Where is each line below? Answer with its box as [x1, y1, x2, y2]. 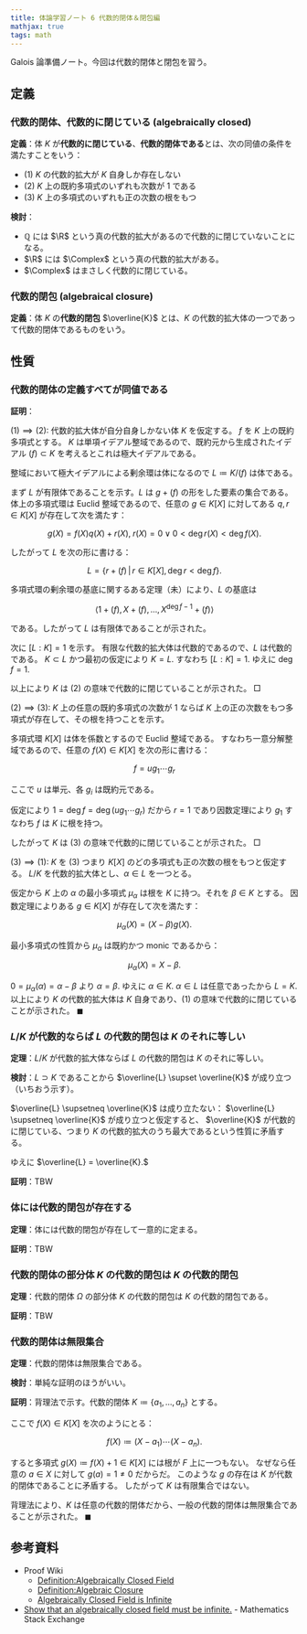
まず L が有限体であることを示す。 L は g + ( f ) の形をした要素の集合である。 [10, 486, 293, 498]
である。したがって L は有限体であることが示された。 [10, 623, 211, 634]
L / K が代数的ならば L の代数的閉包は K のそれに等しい [10, 1031, 246, 1042]
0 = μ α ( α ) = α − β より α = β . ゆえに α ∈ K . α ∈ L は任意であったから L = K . [10, 980, 298, 994]
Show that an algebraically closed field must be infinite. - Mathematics [23, 1604, 290, 1615]
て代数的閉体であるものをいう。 [10, 324, 131, 335]
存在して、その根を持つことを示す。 [34, 713, 170, 724]
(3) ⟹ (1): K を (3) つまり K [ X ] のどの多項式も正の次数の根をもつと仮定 [10, 857, 280, 868]
